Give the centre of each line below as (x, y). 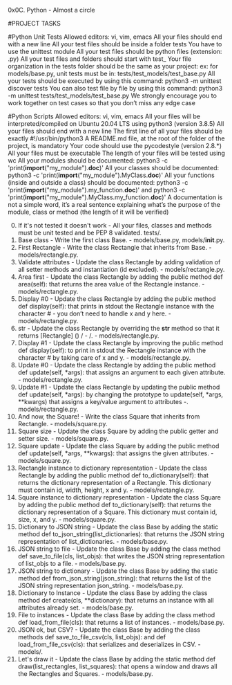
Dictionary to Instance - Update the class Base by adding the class (113, 593)
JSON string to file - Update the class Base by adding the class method (119, 549)
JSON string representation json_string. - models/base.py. (100, 585)
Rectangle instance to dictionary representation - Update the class (113, 468)
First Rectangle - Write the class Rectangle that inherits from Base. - (115, 247)
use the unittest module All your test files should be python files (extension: (115, 52)
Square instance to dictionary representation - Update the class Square (119, 497)
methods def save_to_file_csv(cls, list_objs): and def (92, 637)
